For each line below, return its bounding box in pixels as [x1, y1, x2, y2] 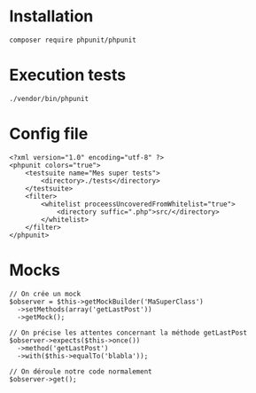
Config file [9, 124, 89, 144]
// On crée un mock [9, 289, 81, 298]
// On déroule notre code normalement [9, 366, 152, 376]
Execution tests [9, 65, 127, 85]
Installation [9, 6, 94, 27]
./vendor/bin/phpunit [9, 94, 89, 103]
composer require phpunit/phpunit [9, 35, 137, 44]
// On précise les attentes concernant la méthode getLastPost [9, 328, 248, 337]
